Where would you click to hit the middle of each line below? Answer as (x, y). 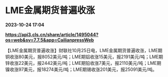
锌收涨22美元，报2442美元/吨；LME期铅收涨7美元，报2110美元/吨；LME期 (83, 63)
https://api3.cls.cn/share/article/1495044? (52, 34)
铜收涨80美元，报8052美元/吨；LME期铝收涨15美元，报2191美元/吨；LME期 (84, 57)
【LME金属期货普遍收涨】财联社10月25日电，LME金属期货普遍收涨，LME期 (84, 50)
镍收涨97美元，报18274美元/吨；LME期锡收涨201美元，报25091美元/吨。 (81, 69)
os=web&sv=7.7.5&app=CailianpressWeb (50, 40)
